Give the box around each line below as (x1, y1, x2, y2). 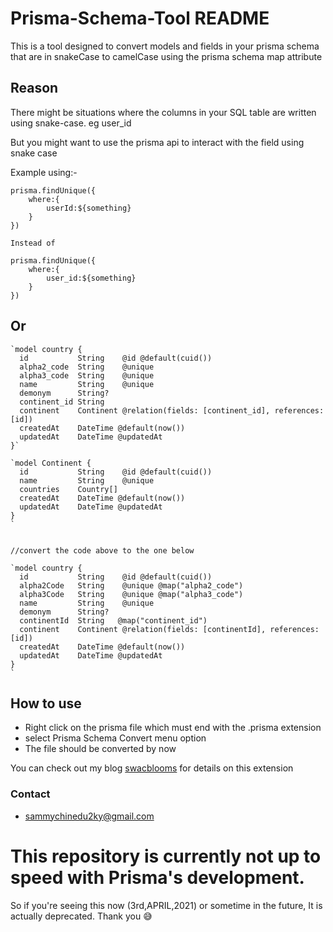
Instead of (10, 238, 56, 248)
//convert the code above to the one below (10, 545, 195, 556)
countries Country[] (19, 484, 118, 494)
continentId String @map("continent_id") (19, 615, 208, 626)
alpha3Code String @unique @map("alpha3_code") (19, 589, 244, 599)
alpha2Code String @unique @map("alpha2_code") (19, 580, 244, 591)
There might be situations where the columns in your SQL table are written (10, 106, 317, 118)
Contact (10, 787, 51, 801)
